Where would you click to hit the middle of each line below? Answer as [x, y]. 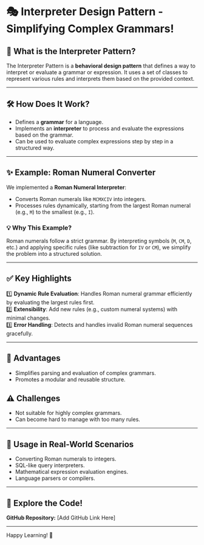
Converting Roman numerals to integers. [66, 459]
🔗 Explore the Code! [45, 503]
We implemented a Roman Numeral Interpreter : [66, 187]
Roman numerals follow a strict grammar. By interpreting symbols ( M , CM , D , [99, 241]
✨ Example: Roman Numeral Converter [81, 173]
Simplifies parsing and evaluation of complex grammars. [85, 373]
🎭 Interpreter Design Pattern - [85, 12]
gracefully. [20, 333]
